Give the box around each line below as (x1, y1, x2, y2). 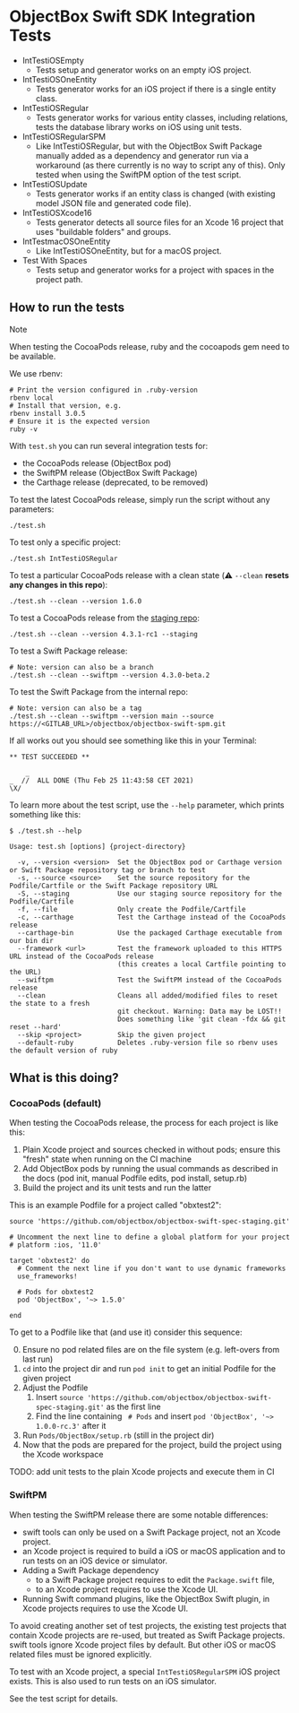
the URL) (9, 967, 42, 976)
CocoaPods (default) (9, 1097, 102, 1110)
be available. (9, 350, 56, 361)
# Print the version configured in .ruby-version (9, 385, 199, 394)
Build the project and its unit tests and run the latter (21, 1182, 212, 1193)
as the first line (106, 1401, 161, 1413)
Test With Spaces (21, 255, 88, 265)
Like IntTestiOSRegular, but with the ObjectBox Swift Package (35, 141, 262, 151)
